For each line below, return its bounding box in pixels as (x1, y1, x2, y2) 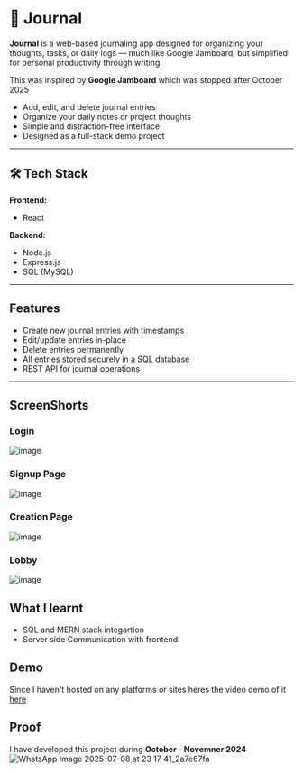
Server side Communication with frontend (22, 633, 179, 644)
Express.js (22, 256, 61, 267)
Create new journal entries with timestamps (22, 325, 185, 336)
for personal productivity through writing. (9, 57, 162, 68)
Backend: (9, 229, 46, 240)
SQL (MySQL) (22, 266, 74, 277)
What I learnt (9, 600, 84, 616)
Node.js (22, 247, 52, 258)
